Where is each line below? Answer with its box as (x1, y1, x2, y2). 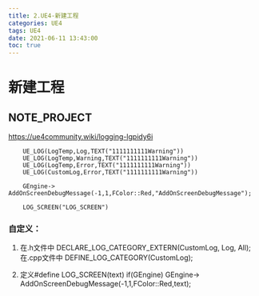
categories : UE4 (8, 19, 62, 27)
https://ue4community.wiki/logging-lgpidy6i (8, 132, 153, 142)
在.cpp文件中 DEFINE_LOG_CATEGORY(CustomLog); (19, 253, 193, 262)
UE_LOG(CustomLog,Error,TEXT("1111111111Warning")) (22, 169, 198, 177)
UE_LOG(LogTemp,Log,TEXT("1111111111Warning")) (22, 147, 184, 156)
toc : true (8, 42, 42, 50)
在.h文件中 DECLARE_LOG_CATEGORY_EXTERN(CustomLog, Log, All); (19, 243, 252, 253)
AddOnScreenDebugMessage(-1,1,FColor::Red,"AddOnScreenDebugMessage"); (8, 190, 252, 198)
